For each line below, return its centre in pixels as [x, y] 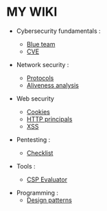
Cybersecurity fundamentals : [58, 31]
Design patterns [49, 200]
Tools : [26, 166]
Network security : [43, 64]
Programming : [37, 193]
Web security [35, 98]
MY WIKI [32, 12]
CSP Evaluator [47, 179]
